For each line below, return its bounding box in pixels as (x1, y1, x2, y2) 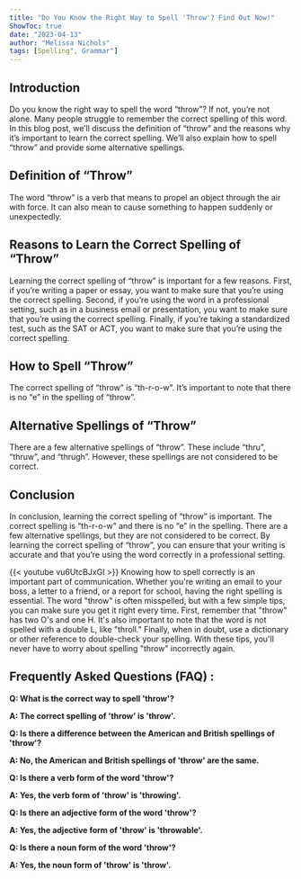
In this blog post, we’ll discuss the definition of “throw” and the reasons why (9, 122, 291, 133)
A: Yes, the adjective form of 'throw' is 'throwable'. (9, 824, 204, 835)
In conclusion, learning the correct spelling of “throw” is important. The (9, 511, 272, 522)
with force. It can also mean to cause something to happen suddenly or (9, 202, 273, 212)
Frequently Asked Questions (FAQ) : (9, 669, 215, 685)
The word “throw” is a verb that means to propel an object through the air (9, 192, 281, 202)
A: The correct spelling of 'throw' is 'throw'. (9, 710, 176, 721)
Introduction (9, 80, 81, 95)
